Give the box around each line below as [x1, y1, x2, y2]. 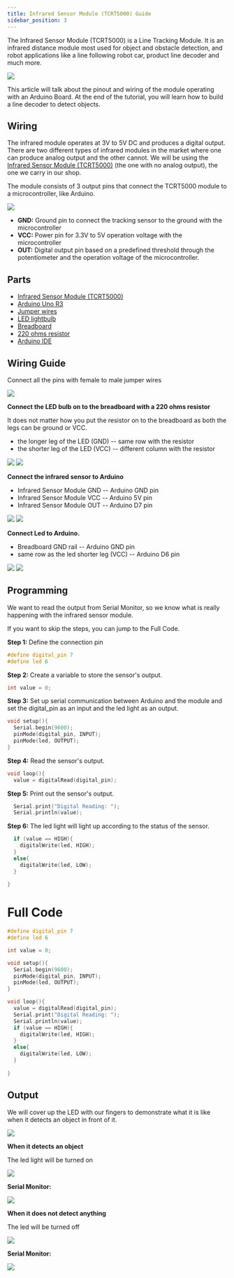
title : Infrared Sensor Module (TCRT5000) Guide [7, 10, 152, 18]
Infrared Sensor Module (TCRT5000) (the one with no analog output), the [7, 161, 218, 169]
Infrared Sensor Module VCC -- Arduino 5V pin [17, 493, 152, 501]
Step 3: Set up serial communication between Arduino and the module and [7, 697, 222, 705]
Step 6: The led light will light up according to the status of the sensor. [7, 822, 210, 831]
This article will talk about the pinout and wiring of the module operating [7, 85, 214, 93]
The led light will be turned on [7, 1155, 93, 1164]
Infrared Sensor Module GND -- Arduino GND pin [17, 486, 159, 494]
